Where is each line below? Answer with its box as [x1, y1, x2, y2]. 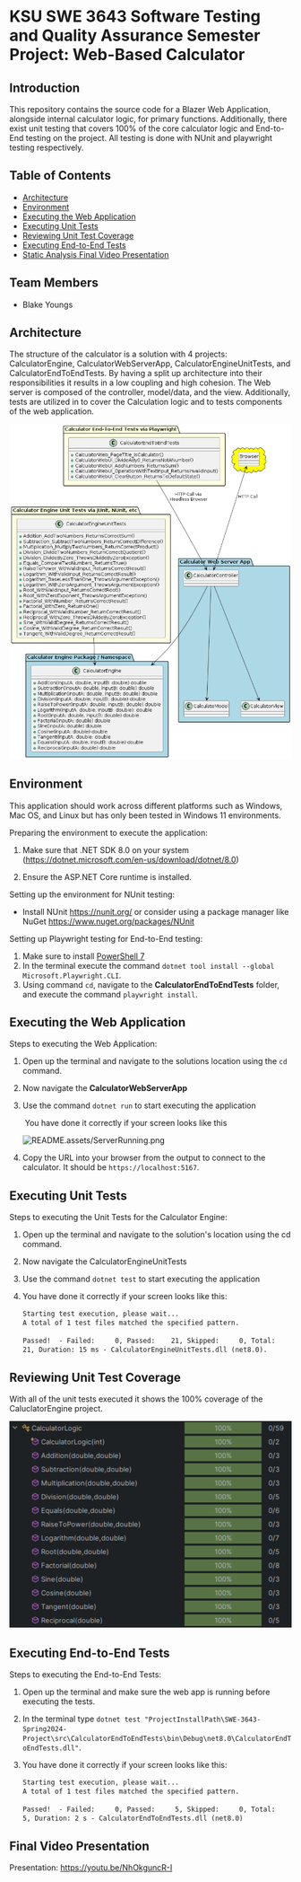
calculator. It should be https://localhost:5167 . [21, 1162, 200, 1173]
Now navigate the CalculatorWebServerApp [21, 1083, 188, 1094]
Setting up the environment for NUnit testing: [9, 889, 176, 900]
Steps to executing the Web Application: [9, 1039, 158, 1050]
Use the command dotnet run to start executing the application [21, 1100, 257, 1111]
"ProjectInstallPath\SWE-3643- [144, 1715, 262, 1725]
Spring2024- [21, 1725, 67, 1734]
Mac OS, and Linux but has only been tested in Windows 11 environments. [9, 810, 281, 821]
